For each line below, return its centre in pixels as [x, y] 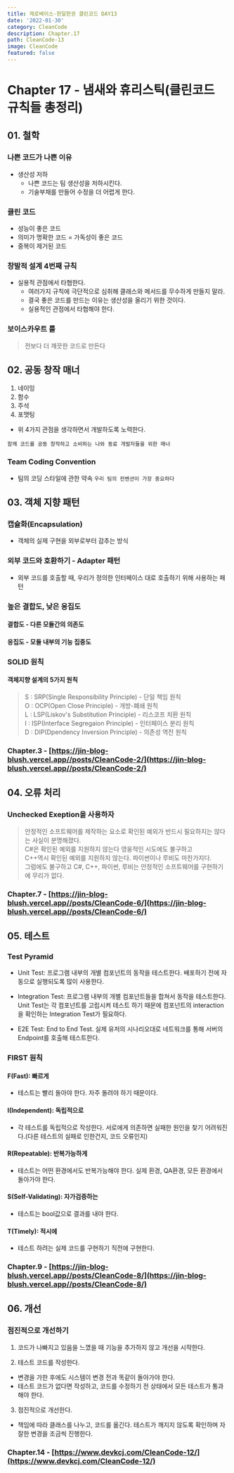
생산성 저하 [33, 174]
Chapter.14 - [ [31, 1452]
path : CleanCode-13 [36, 40]
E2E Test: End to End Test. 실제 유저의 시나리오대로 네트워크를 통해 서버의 [120, 1029]
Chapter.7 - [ [29, 894]
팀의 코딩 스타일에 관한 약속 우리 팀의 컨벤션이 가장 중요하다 [96, 478]
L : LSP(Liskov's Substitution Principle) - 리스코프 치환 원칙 [108, 714]
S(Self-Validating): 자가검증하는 [53, 1196]
